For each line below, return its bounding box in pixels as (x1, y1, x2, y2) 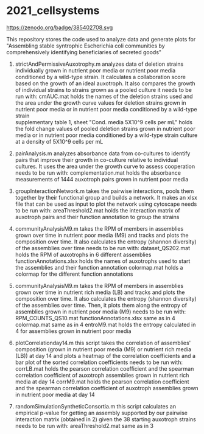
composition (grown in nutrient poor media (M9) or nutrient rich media (15, 345, 192, 353)
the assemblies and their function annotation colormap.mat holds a (15, 264, 183, 271)
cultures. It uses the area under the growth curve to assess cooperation (15, 163, 195, 170)
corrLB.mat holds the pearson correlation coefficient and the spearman (15, 365, 194, 372)
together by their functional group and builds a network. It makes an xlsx (15, 194, 198, 201)
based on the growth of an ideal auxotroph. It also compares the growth (15, 80, 195, 87)
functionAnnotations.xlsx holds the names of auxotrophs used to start (15, 257, 191, 265)
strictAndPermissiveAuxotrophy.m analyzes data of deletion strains (15, 60, 184, 68)
